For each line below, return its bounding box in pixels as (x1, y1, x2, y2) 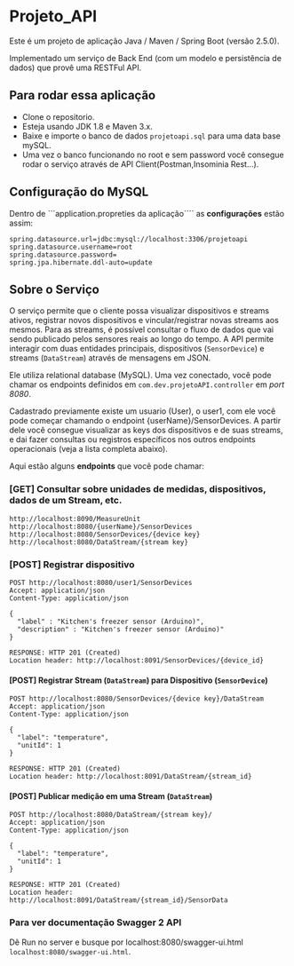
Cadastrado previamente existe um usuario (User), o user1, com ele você (9, 406, 276, 416)
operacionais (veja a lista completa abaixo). (9, 444, 169, 455)
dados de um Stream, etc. (9, 495, 123, 507)
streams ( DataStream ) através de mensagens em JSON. (9, 352, 211, 363)
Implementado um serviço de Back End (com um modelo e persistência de (9, 52, 282, 63)
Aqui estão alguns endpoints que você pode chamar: (9, 461, 204, 471)
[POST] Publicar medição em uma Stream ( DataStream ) (9, 790, 213, 801)
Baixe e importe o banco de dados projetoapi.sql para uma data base (21, 131, 282, 141)
